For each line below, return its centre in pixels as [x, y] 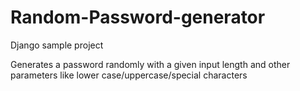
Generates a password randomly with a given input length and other [150, 64]
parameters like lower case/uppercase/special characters [129, 75]
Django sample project [57, 45]
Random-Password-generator [138, 17]
